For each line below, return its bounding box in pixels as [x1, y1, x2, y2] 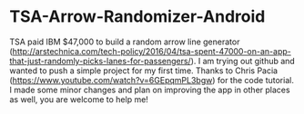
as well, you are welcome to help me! [9, 93, 148, 105]
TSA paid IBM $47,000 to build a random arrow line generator [9, 36, 240, 47]
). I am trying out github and [190, 55, 296, 66]
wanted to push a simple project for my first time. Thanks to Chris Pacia [9, 65, 279, 76]
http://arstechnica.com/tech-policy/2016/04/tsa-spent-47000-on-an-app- [12, 45, 291, 56]
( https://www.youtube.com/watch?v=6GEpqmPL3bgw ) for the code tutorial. [9, 74, 294, 85]
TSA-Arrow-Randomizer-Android [9, 6, 266, 27]
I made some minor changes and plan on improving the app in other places [9, 84, 290, 95]
